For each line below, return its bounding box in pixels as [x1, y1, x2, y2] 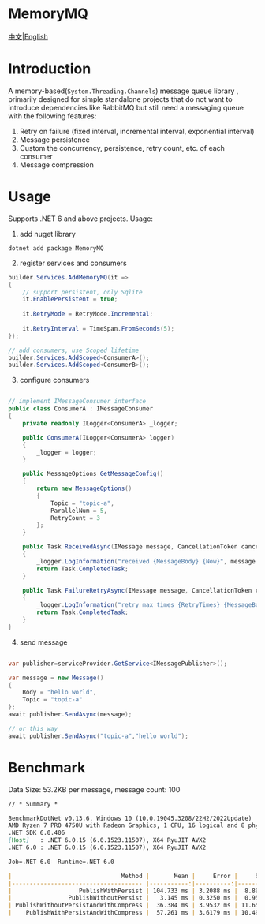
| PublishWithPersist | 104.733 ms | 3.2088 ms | [8, 887, 238, 895]
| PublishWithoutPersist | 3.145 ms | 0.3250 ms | [8, 894, 238, 902]
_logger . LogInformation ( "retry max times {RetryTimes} [36, 601, 221, 609]
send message [19, 637, 68, 647]
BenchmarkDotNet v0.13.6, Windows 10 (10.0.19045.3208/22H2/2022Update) [8, 814, 252, 822]
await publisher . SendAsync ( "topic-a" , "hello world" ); [8, 731, 189, 740]
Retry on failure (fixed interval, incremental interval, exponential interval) [19, 126, 255, 136]
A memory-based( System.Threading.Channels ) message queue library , [8, 86, 239, 95]
